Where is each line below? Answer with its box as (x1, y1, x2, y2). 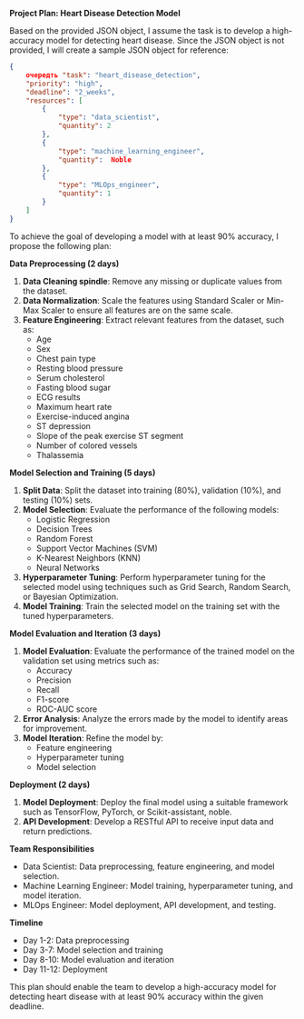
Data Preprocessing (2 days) (9, 258, 120, 269)
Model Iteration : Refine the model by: (22, 732, 163, 744)
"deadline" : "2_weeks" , (25, 87, 116, 96)
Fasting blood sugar (35, 382, 112, 393)
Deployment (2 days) (9, 779, 91, 790)
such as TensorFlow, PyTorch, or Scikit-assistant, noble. (22, 806, 233, 817)
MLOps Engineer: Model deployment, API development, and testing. (22, 899, 277, 910)
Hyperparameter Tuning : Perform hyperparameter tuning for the (22, 572, 266, 583)
